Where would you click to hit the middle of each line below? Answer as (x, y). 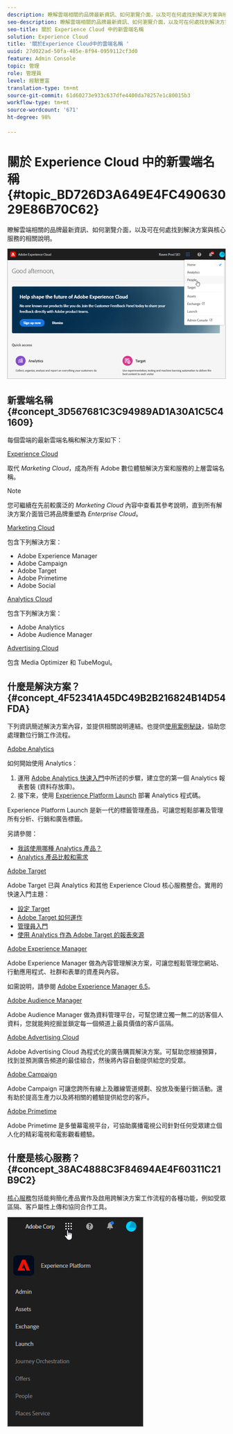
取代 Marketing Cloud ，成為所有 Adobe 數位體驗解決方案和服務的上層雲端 (113, 469)
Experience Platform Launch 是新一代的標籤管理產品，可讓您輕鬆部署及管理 (115, 810)
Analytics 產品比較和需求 (53, 857)
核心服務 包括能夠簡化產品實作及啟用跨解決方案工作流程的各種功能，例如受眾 (116, 1198)
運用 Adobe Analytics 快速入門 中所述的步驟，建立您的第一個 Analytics (117, 778)
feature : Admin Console (42, 59)
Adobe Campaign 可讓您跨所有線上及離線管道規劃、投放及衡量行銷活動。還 (115, 1089)
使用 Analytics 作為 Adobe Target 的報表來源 (80, 935)
